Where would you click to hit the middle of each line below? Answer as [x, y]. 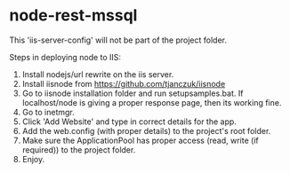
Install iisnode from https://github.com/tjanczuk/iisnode [124, 83]
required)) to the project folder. [79, 149]
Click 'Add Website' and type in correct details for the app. [129, 122]
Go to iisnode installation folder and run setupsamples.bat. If [133, 93]
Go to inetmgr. [48, 112]
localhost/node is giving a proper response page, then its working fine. [152, 102]
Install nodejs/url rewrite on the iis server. [98, 74]
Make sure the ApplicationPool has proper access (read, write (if [141, 140]
